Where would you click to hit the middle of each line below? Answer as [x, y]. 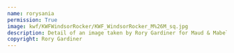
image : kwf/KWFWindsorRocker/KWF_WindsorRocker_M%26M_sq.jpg [98, 26]
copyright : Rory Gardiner [45, 39]
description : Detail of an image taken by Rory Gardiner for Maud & [109, 33]
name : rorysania [31, 13]
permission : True [32, 20]
